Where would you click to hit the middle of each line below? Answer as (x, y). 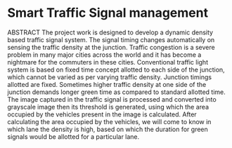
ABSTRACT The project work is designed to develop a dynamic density (110, 32)
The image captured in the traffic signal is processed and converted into (112, 99)
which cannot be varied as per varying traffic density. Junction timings (110, 77)
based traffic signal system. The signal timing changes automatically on (111, 39)
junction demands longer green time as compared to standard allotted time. (117, 92)
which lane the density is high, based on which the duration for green (108, 129)
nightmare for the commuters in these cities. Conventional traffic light (108, 62)
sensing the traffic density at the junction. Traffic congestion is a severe (111, 47)
